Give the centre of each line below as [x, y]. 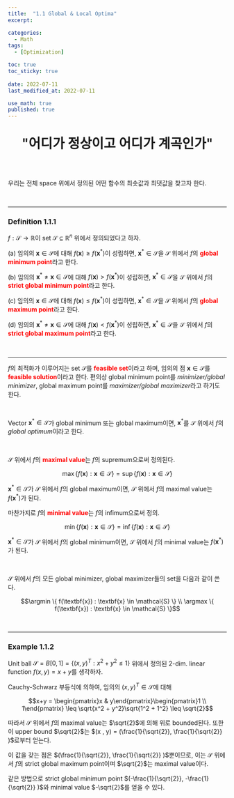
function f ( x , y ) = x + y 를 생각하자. [56, 672]
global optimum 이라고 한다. [46, 431]
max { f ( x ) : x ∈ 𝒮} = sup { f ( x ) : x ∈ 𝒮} [117, 474]
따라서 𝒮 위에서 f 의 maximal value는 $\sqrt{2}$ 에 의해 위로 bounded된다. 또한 [116, 723]
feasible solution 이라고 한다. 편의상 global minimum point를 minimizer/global [116, 376]
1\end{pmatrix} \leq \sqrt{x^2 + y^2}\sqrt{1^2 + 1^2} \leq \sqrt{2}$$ [117, 708]
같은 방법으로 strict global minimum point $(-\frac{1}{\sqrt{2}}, [96, 778]
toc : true [22, 65]
